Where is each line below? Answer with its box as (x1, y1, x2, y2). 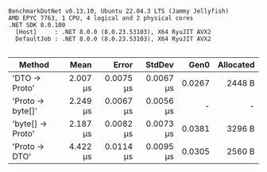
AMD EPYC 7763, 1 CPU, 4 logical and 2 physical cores (8, 14, 194, 22)
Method (18, 59, 49, 70)
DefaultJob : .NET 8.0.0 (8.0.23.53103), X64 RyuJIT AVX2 (15, 35, 212, 43)
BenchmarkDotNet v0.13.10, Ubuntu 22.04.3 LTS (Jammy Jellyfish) (8, 7, 229, 15)
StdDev (145, 59, 175, 70)
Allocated (217, 59, 255, 70)
